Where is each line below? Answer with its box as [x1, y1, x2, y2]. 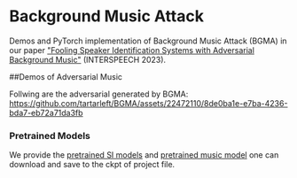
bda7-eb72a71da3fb [9, 107, 83, 118]
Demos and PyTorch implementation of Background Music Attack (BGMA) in [9, 35, 287, 46]
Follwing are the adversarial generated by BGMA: [9, 89, 189, 99]
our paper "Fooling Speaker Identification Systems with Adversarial [9, 44, 255, 55]
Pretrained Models [9, 129, 91, 142]
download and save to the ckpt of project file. [9, 159, 176, 170]
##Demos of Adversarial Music [9, 71, 122, 81]
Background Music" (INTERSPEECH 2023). [9, 54, 167, 65]
